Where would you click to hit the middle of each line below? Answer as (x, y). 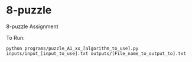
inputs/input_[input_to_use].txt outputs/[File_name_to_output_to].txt (96, 53)
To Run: (15, 37)
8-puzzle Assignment (32, 26)
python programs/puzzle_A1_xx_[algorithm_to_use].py (72, 48)
